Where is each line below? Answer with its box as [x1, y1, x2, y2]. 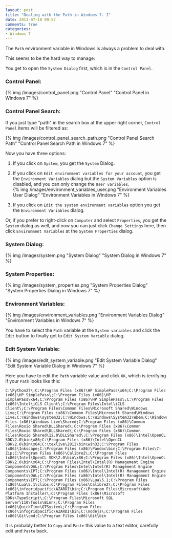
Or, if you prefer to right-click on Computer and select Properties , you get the [5, 217, 167, 223]
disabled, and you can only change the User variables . [12, 181, 130, 187]
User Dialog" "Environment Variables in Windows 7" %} [12, 191, 130, 198]
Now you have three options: [5, 150, 67, 156]
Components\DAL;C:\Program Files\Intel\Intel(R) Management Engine [5, 464, 153, 469]
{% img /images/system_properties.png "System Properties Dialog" [5, 282, 148, 288]
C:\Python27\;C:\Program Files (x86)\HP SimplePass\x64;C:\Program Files [5, 388, 166, 393]
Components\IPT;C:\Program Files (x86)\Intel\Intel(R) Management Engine [5, 468, 166, 474]
